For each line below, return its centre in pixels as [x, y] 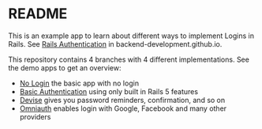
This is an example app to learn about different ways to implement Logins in [131, 36]
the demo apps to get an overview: [65, 67]
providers [35, 116]
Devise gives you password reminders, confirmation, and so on [122, 100]
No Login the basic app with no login [79, 83]
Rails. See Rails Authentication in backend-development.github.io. [115, 44]
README [38, 14]
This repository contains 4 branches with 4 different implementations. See [129, 59]
